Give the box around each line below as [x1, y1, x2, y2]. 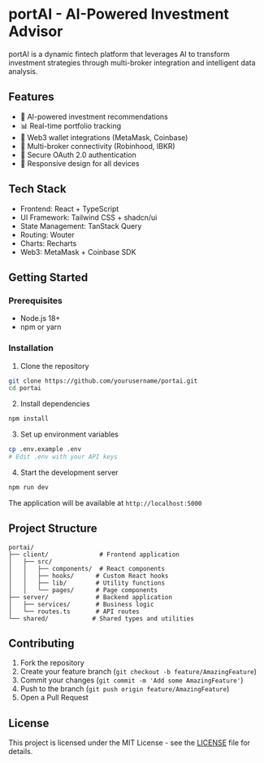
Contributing [8, 637, 75, 650]
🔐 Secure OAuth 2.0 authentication [19, 150, 136, 160]
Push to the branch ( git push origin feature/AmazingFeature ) [19, 684, 230, 694]
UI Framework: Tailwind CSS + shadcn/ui [19, 213, 158, 222]
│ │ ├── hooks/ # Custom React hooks [8, 572, 169, 580]
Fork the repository [19, 658, 85, 668]
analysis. [8, 66, 38, 76]
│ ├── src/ [8, 557, 53, 566]
